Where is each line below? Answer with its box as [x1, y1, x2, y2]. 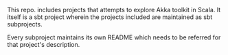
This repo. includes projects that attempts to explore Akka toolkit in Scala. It [7, 6, 221, 14]
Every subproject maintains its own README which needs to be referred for [7, 33, 221, 41]
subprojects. [7, 20, 43, 28]
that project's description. [7, 41, 80, 48]
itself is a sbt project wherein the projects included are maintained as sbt [7, 13, 213, 21]
